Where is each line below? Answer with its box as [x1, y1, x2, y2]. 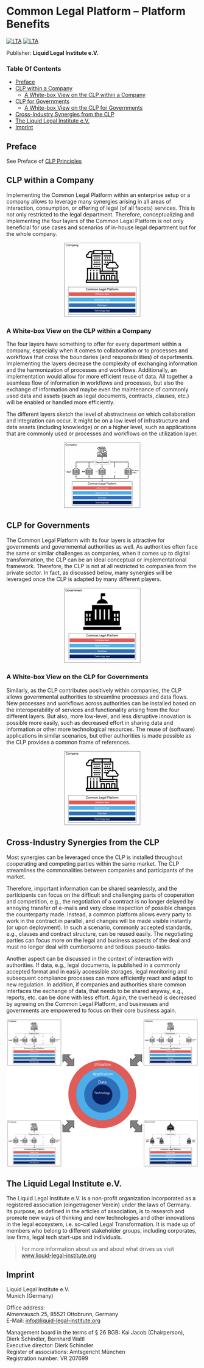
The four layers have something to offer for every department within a [6, 340, 181, 348]
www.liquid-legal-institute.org [21, 1252, 96, 1259]
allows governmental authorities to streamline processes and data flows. [6, 693, 188, 700]
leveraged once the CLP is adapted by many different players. [6, 575, 161, 583]
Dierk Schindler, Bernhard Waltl [6, 1335, 85, 1342]
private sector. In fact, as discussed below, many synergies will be [6, 569, 172, 576]
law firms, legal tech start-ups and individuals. [6, 1233, 122, 1241]
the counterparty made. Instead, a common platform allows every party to [6, 910, 192, 918]
